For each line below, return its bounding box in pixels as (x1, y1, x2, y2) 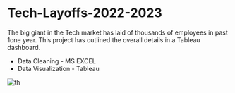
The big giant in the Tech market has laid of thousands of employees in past (7, 28, 228, 37)
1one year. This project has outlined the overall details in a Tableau (7, 35, 200, 44)
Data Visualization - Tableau (17, 64, 100, 73)
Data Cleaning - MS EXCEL (17, 56, 97, 65)
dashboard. (7, 43, 41, 51)
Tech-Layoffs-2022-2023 (7, 5, 162, 21)
